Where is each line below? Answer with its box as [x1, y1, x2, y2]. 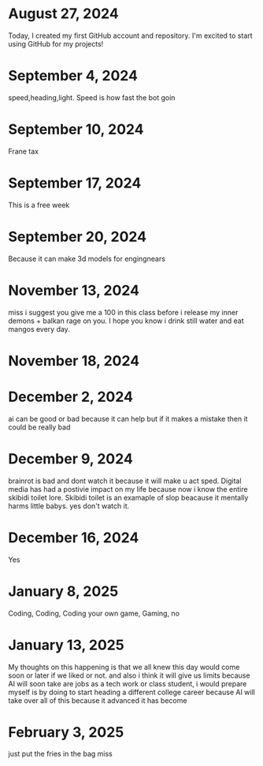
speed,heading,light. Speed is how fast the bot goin [8, 92, 176, 102]
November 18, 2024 [8, 351, 140, 370]
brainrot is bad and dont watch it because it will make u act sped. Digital [8, 476, 242, 485]
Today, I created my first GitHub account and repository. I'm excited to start [8, 31, 254, 40]
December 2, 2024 [8, 388, 134, 406]
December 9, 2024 [8, 450, 134, 467]
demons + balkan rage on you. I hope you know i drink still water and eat [8, 316, 244, 325]
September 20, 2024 [8, 228, 147, 245]
